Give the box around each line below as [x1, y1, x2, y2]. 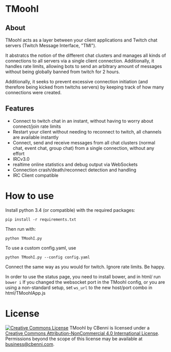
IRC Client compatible [12, 172, 59, 178]
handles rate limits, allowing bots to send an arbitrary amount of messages [5, 63, 162, 69]
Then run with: [5, 226, 36, 232]
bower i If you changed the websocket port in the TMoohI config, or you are [5, 279, 165, 285]
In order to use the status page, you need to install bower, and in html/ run [5, 273, 161, 279]
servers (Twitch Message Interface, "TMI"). [5, 42, 97, 49]
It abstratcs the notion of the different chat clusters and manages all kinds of [5, 52, 166, 58]
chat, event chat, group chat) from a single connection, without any [12, 145, 155, 151]
